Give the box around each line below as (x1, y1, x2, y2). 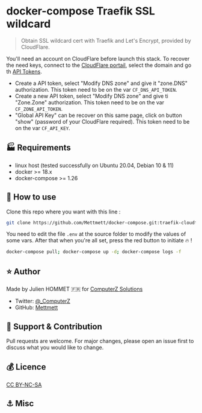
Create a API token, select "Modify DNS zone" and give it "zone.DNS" (14, 80, 188, 87)
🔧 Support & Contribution (6, 321, 102, 332)
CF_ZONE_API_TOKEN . (14, 105, 63, 112)
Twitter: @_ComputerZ (14, 297, 70, 305)
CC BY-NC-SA (6, 381, 42, 388)
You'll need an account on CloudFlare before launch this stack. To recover (6, 55, 190, 62)
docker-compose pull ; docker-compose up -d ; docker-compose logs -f (6, 249, 182, 255)
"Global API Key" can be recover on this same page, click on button (14, 112, 182, 119)
